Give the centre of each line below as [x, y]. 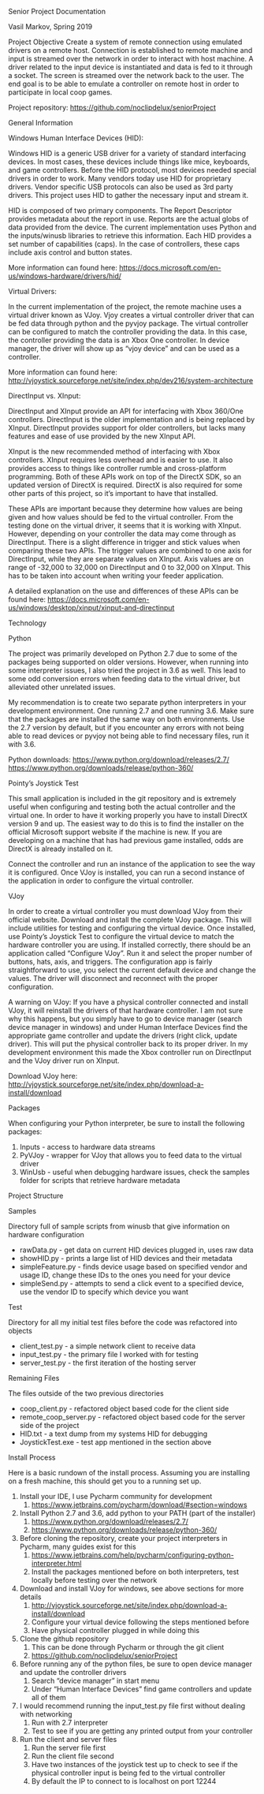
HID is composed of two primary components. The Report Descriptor [120, 211]
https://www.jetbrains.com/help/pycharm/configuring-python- [132, 1555]
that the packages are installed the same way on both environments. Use [126, 719]
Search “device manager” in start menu [95, 1680]
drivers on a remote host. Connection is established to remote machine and [130, 50]
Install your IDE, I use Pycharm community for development [116, 1496]
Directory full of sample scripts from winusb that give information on [119, 1226]
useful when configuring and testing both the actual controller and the [122, 807]
